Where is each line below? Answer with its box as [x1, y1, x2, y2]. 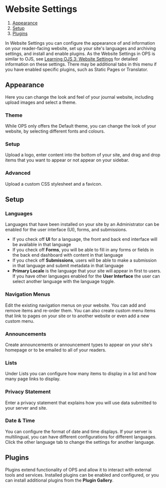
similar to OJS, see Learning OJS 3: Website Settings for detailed [5, 56, 138, 62]
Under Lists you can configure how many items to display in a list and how [5, 371, 157, 377]
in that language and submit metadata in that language [12, 263, 124, 269]
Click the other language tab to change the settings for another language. [5, 439, 155, 445]
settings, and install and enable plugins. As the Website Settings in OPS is [5, 51, 156, 57]
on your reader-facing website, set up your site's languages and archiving [5, 45, 156, 51]
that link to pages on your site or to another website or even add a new [5, 313, 150, 319]
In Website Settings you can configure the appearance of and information [5, 40, 155, 46]
